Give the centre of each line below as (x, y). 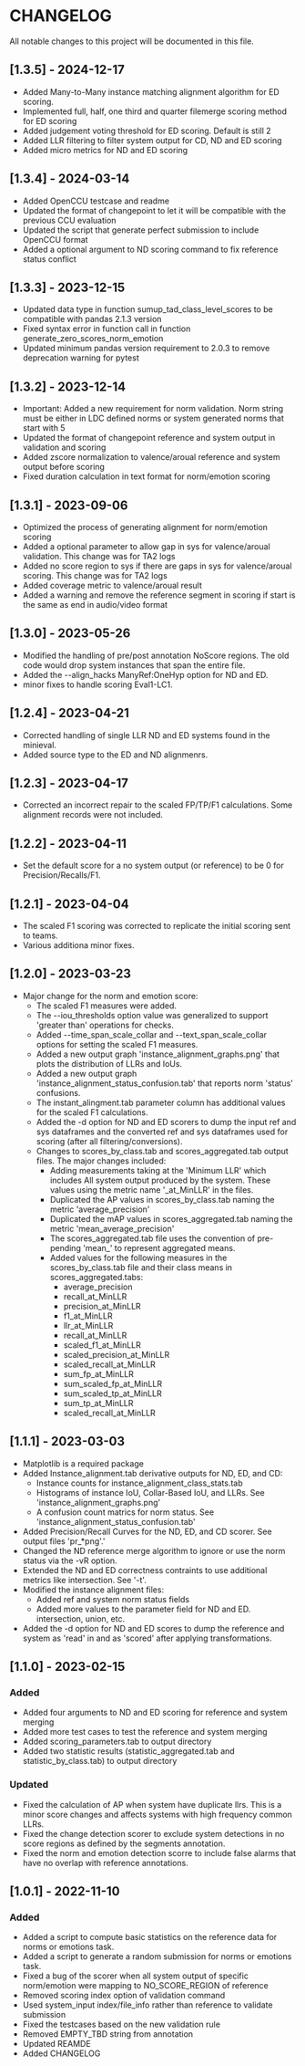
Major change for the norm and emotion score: (110, 996)
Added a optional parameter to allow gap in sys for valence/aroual (146, 547)
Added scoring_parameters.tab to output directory (117, 1742)
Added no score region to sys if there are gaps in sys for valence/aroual (158, 566)
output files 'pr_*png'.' (64, 1541)
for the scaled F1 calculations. (92, 1112)
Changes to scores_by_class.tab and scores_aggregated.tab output (162, 1151)
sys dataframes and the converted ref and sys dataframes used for (162, 1132)
